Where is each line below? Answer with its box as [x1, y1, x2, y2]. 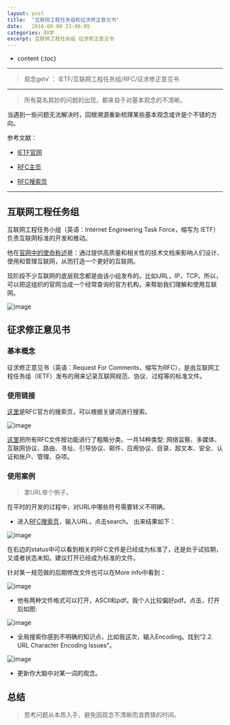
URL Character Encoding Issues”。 [16, 641, 116, 650]
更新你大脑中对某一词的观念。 [16, 669, 101, 678]
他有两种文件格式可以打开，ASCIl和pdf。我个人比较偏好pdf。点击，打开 [16, 596, 220, 604]
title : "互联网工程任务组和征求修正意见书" [7, 16, 120, 23]
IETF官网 [16, 148, 42, 156]
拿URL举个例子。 [23, 488, 73, 497]
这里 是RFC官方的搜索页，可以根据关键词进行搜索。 [7, 407, 151, 416]
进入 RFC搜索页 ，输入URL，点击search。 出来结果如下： [16, 517, 176, 525]
